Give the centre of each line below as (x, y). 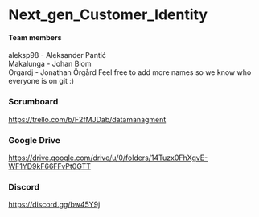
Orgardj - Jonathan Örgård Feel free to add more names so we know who (130, 72)
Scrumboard (33, 102)
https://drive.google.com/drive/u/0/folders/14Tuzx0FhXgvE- (108, 158)
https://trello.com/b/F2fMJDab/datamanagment (87, 119)
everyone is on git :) (41, 81)
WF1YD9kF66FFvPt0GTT (49, 166)
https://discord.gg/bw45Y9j (54, 205)
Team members (35, 37)
